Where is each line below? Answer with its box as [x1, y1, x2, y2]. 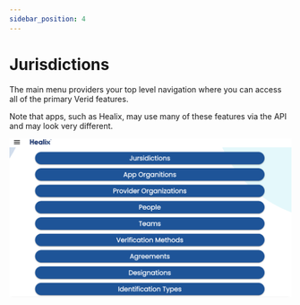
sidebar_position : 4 [9, 14, 87, 23]
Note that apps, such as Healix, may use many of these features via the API [9, 110, 287, 121]
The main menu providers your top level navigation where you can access [9, 83, 282, 94]
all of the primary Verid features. [9, 93, 129, 104]
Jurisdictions [9, 54, 110, 74]
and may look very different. [9, 120, 114, 131]
